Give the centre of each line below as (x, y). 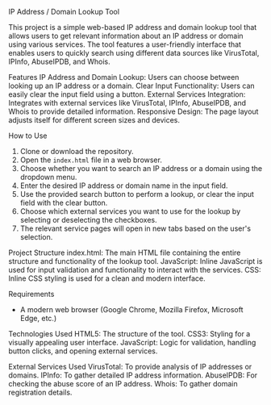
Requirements (31, 294)
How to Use (28, 136)
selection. (36, 237)
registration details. (40, 392)
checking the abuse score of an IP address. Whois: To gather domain (123, 384)
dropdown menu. (48, 177)
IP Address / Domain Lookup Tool (64, 12)
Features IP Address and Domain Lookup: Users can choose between (124, 77)
